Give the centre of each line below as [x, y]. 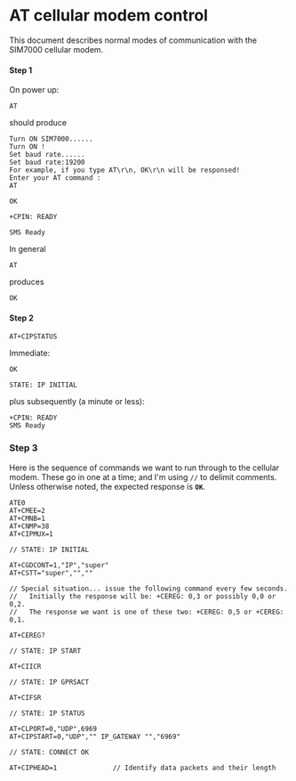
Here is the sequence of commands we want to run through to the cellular [144, 468]
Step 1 [21, 70]
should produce [38, 123]
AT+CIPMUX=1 [31, 534]
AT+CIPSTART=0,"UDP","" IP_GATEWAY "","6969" [95, 736]
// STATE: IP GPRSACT [49, 682]
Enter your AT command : [55, 178]
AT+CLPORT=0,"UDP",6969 [53, 728]
